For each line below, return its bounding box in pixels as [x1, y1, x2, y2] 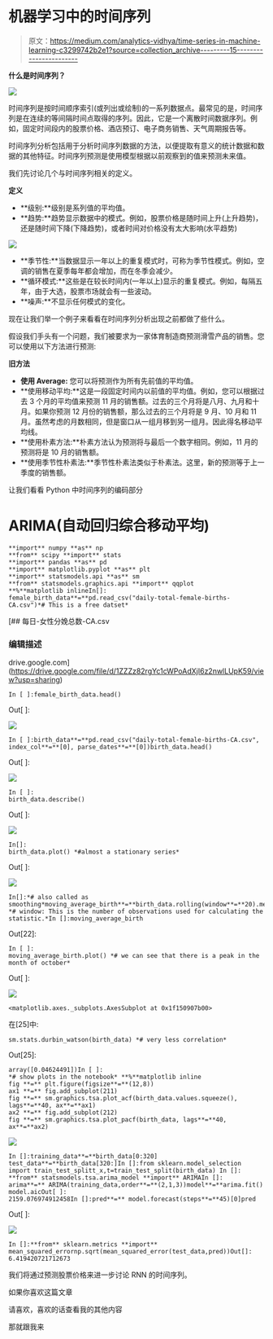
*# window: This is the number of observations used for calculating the [8, 907, 264, 916]
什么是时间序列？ [8, 70, 66, 80]
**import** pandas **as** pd [8, 558, 107, 566]
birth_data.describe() [8, 796, 85, 804]
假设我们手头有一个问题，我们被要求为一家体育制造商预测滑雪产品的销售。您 [8, 331, 265, 340]
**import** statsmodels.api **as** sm [8, 572, 140, 581]
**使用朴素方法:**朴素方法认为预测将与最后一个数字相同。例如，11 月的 [19, 437, 258, 446]
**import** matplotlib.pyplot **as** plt [8, 565, 151, 573]
